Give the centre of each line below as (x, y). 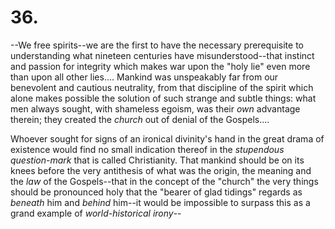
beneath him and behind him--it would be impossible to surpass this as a (160, 202)
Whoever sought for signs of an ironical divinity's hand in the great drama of (167, 138)
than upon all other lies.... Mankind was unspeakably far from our (144, 77)
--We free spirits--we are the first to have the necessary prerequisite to (157, 45)
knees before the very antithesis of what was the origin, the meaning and (161, 170)
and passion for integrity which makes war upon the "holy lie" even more (160, 66)
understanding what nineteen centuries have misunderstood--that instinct (162, 55)
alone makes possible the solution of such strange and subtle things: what (163, 98)
